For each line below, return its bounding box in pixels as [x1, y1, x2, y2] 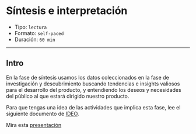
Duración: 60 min [14, 36, 55, 43]
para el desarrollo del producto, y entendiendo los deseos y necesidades [6, 86, 182, 93]
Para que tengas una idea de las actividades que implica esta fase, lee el [6, 104, 181, 111]
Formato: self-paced [14, 29, 64, 36]
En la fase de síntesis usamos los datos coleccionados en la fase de [6, 74, 169, 81]
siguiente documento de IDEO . [6, 110, 79, 117]
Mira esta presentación [6, 121, 62, 128]
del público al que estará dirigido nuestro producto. [6, 92, 129, 99]
